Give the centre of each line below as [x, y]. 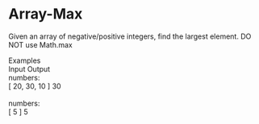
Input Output [29, 68]
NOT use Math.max [40, 44]
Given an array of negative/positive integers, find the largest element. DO [130, 36]
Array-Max [46, 14]
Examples [25, 60]
